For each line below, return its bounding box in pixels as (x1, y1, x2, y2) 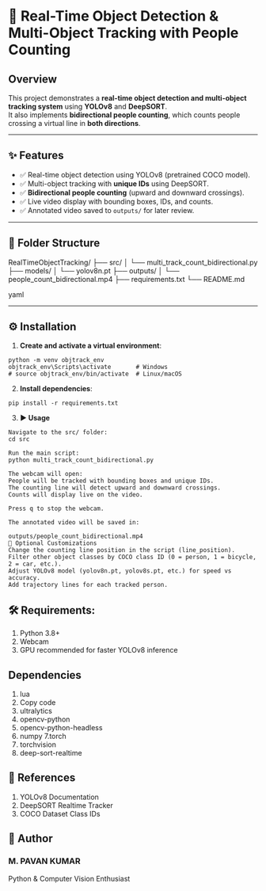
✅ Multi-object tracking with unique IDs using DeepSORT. (19, 178, 210, 188)
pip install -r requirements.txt (8, 399, 119, 407)
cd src (8, 436, 30, 444)
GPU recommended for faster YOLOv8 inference (19, 645, 178, 655)
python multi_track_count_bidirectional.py (8, 456, 154, 464)
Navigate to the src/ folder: (8, 428, 108, 436)
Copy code (19, 698, 56, 707)
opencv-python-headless (19, 723, 103, 733)
